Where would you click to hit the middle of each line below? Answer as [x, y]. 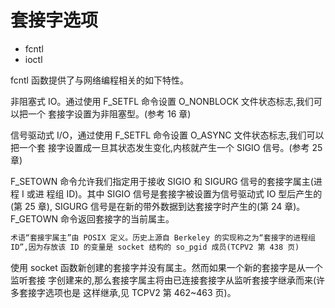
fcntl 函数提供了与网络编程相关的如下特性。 [99, 80]
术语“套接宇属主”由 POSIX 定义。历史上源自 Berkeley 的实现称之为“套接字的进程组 [163, 237]
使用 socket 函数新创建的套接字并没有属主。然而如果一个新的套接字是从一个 [166, 267]
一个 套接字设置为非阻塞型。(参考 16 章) [109, 113]
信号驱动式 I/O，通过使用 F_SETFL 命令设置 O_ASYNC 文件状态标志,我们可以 [167, 135]
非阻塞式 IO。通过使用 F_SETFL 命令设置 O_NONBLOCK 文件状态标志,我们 [162, 101]
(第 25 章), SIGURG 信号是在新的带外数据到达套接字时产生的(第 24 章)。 [158, 206]
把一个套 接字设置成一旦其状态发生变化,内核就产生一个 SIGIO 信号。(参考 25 [166, 147]
